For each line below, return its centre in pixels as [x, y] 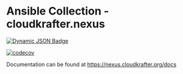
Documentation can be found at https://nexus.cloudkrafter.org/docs [91, 64]
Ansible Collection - [58, 11]
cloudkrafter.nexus [56, 24]
